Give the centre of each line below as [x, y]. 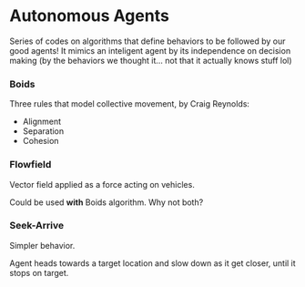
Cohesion [41, 141]
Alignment [42, 122]
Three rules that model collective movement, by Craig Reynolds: [130, 104]
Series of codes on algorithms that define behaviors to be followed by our [147, 41]
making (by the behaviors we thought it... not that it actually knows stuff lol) [151, 60]
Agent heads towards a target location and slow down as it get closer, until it [152, 263]
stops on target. [39, 272]
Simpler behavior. [42, 245]
